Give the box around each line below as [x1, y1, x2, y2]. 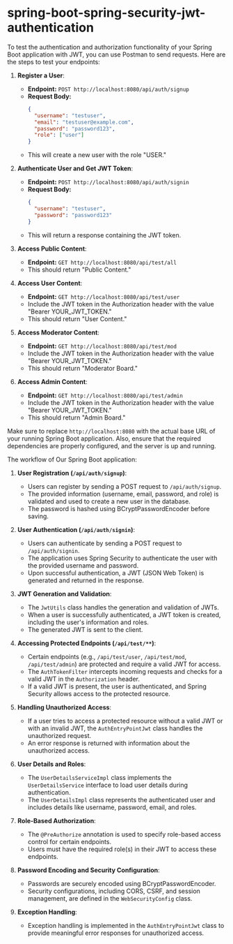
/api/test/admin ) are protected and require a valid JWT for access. [27, 660, 221, 668]
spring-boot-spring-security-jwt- [7, 5, 206, 21]
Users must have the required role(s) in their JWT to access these [27, 845, 217, 853]
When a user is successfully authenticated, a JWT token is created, [27, 610, 221, 619]
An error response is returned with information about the [27, 739, 190, 747]
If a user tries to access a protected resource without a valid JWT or [27, 716, 223, 725]
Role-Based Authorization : [17, 816, 96, 825]
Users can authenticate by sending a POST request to [27, 539, 182, 547]
